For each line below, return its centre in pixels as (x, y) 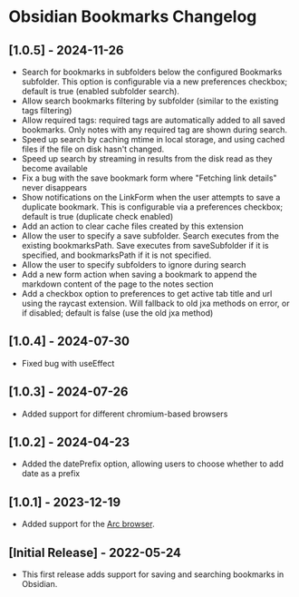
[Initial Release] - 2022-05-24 (95, 552)
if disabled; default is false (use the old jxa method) (117, 313)
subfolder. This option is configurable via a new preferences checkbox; (154, 82)
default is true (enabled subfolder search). (101, 91)
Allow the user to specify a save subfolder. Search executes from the (150, 236)
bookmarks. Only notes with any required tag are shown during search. (154, 130)
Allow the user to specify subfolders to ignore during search (134, 264)
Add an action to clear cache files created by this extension (132, 226)
